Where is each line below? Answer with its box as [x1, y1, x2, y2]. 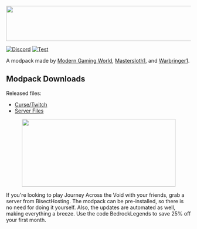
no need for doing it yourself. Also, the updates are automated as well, [6, 204, 176, 211]
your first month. [6, 216, 47, 223]
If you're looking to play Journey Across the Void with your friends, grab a [6, 191, 185, 199]
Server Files [14, 107, 44, 114]
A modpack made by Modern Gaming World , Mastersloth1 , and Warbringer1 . [6, 57, 190, 64]
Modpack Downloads [6, 74, 86, 84]
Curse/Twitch [14, 101, 47, 108]
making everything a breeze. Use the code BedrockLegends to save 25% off [6, 210, 191, 217]
